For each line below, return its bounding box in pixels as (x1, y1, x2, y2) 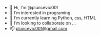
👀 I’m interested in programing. (9, 10, 72, 16)
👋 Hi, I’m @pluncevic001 (9, 5, 59, 10)
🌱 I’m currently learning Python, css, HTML (9, 15, 97, 20)
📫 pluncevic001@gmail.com (9, 26, 67, 31)
